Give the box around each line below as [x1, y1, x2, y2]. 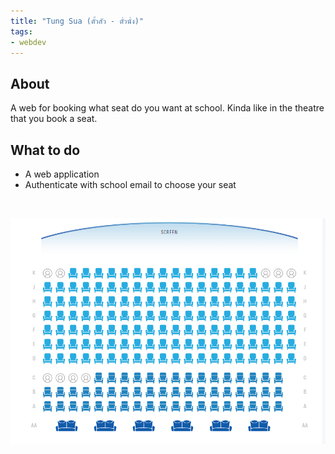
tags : [10, 26, 33, 37]
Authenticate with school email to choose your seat [24, 179, 237, 190]
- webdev [10, 37, 47, 47]
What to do [10, 141, 81, 159]
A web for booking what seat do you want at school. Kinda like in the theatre [10, 102, 325, 114]
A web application [24, 168, 100, 180]
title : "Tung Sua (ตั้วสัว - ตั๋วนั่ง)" [10, 16, 144, 26]
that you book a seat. [10, 113, 98, 125]
